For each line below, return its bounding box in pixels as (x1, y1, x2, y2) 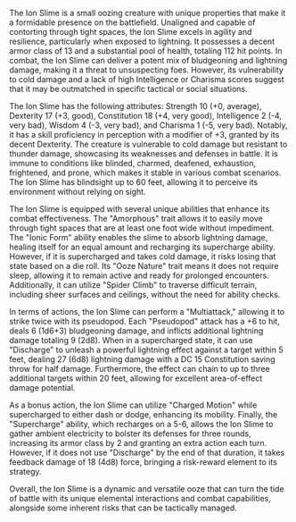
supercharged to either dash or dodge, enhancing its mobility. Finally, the (9, 409, 278, 419)
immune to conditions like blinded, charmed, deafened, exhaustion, (9, 158, 257, 168)
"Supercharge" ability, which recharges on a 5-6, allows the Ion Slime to (9, 419, 274, 429)
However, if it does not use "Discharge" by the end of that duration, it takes (9, 447, 285, 458)
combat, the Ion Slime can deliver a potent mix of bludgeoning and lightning (9, 55, 288, 65)
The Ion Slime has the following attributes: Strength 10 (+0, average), (9, 101, 262, 111)
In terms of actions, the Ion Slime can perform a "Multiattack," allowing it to (9, 307, 285, 316)
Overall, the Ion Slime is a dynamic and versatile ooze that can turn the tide (9, 484, 284, 494)
